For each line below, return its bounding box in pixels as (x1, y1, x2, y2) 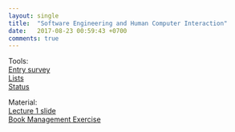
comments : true (8, 34, 59, 43)
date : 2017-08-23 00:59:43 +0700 (8, 27, 128, 35)
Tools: (8, 56, 29, 66)
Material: (8, 97, 38, 107)
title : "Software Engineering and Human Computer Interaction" (8, 19, 228, 27)
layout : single (8, 11, 59, 20)
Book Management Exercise (8, 114, 102, 125)
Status (8, 82, 30, 92)
